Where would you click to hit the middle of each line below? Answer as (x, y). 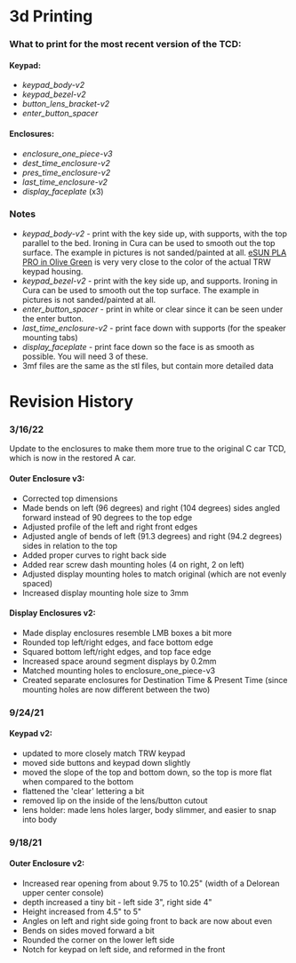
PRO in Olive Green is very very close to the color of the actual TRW (146, 262)
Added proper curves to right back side (94, 555)
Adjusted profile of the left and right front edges (110, 527)
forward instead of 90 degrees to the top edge (107, 517)
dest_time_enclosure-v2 (66, 163)
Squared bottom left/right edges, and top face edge (116, 651)
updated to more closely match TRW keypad (104, 753)
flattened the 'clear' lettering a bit (83, 791)
